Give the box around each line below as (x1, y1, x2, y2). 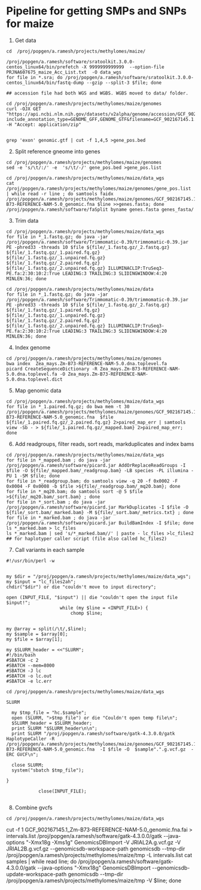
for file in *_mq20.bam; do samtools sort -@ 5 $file (6, 488, 144, 494)
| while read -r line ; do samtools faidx (6, 190, 114, 197)
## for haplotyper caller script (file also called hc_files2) (6, 536, 167, 542)
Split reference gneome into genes (14, 148, 100, 155)
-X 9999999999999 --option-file (81, 64, 165, 70)
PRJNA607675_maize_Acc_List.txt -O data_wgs (6, 69, 121, 75)
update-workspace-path (6, 870, 67, 877)
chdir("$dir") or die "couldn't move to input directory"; (6, 584, 157, 590)
